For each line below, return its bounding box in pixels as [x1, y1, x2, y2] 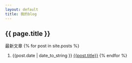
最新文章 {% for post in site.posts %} [5, 43, 79, 49]
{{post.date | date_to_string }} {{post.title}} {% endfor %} [12, 53, 128, 59]
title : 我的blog [5, 12, 37, 16]
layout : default [5, 7, 38, 12]
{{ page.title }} [5, 30, 51, 38]
